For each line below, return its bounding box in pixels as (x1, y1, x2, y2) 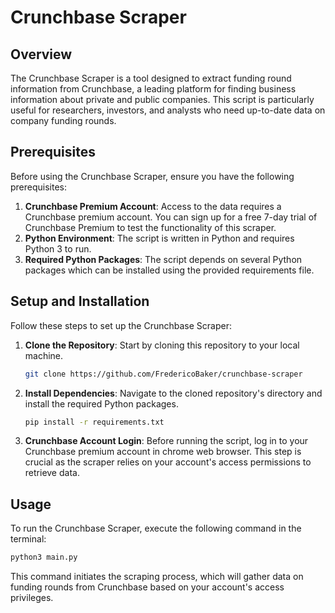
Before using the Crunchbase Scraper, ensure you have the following (10, 170, 295, 182)
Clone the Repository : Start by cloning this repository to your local (24, 339, 300, 351)
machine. (24, 349, 64, 361)
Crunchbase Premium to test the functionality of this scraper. (24, 221, 277, 233)
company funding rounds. (10, 115, 117, 126)
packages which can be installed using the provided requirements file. (24, 264, 315, 276)
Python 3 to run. (24, 242, 92, 255)
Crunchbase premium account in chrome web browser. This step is (24, 446, 302, 458)
